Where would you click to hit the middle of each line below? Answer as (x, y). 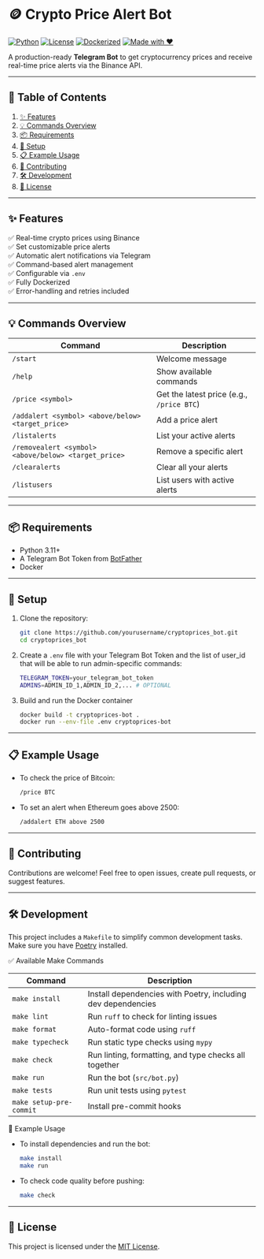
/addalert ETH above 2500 (62, 821)
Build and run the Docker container (76, 700)
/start (24, 359)
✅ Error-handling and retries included (69, 291)
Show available (184, 372)
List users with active (195, 480)
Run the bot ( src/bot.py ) (133, 1078)
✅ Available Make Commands (56, 961)
